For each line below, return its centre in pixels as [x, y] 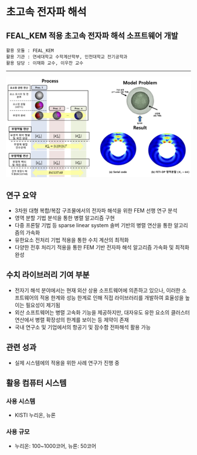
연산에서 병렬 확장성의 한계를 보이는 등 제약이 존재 [72, 320]
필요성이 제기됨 [43, 305]
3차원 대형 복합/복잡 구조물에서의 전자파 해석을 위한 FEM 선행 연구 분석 [96, 210]
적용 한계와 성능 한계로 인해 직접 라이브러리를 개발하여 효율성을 [112, 297]
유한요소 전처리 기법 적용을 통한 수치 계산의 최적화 [72, 240]
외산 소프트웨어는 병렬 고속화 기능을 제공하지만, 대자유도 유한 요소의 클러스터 [102, 312]
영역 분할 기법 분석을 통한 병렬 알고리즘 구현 [65, 218]
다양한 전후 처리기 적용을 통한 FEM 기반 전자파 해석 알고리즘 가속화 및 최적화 [102, 247]
